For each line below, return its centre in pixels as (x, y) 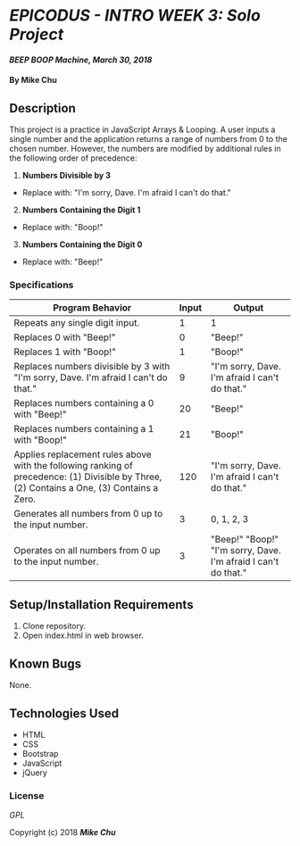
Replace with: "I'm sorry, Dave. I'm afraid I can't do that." (127, 193)
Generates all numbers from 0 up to (88, 514)
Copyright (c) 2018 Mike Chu (62, 833)
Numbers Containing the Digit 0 (82, 245)
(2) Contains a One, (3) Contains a (86, 488)
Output (249, 308)
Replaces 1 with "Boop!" (65, 352)
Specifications (42, 285)
